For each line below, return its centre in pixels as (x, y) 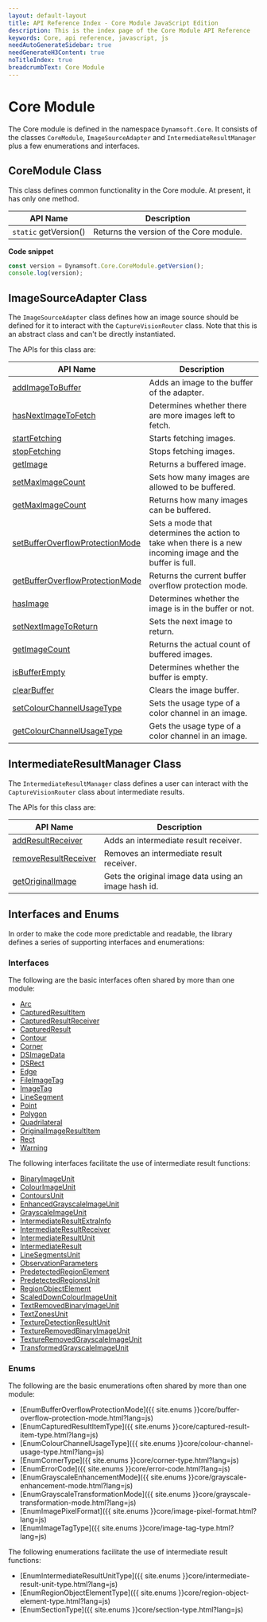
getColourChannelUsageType (68, 731)
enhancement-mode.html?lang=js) (76, 1486)
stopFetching (37, 451)
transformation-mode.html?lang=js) (78, 1503)
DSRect (32, 1063)
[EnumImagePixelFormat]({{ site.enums (84, 1511)
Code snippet (31, 251)
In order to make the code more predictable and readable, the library (120, 933)
